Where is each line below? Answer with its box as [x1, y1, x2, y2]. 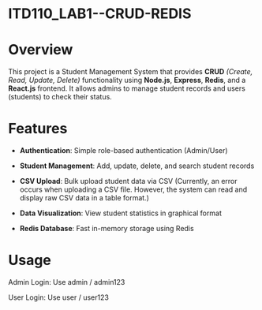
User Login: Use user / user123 [8, 293, 109, 302]
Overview [8, 41, 73, 59]
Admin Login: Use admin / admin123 [8, 278, 125, 286]
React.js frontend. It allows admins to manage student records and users [8, 84, 246, 93]
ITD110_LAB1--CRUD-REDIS [8, 5, 192, 23]
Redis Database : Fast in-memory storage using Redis [19, 224, 195, 233]
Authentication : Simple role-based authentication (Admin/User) [19, 146, 228, 155]
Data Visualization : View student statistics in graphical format [19, 208, 223, 218]
